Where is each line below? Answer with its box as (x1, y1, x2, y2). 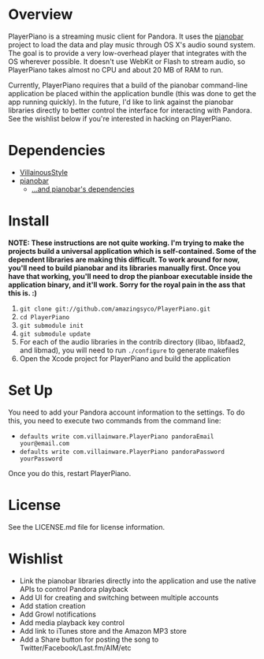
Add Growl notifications (19, 609, 97, 619)
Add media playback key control (19, 617, 125, 627)
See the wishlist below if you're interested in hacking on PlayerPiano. (8, 114, 232, 123)
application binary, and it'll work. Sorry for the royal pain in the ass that (8, 280, 246, 289)
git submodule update (19, 329, 91, 338)
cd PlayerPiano (19, 313, 70, 321)
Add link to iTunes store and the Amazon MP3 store (19, 626, 187, 635)
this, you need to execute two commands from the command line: (8, 415, 221, 425)
